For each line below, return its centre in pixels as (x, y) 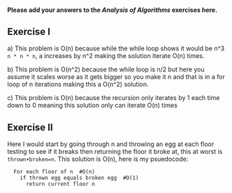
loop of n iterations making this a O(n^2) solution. (78, 85)
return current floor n (60, 184)
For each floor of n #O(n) (55, 172)
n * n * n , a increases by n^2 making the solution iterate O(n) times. (106, 56)
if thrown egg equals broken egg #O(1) (79, 178)
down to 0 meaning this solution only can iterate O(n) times (93, 106)
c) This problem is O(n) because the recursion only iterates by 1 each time (114, 98)
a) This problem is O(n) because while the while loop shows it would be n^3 (116, 48)
